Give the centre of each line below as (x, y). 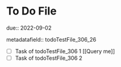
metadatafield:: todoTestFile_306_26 (51, 39)
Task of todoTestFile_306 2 (49, 58)
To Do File (31, 11)
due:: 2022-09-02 (29, 28)
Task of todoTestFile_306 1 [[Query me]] (65, 51)
